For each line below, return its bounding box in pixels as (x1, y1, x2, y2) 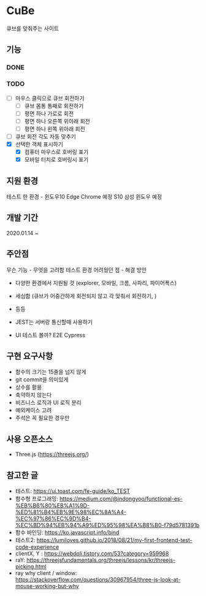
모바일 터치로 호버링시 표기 (24, 156, 89, 163)
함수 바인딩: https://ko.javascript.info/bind (15, 529, 120, 536)
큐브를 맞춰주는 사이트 (6, 25, 59, 32)
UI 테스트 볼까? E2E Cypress (15, 331, 86, 338)
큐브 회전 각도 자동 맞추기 (15, 132, 77, 140)
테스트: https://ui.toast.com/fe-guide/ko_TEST (15, 487, 131, 494)
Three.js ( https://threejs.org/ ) (15, 451, 90, 458)
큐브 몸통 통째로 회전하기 (24, 102, 84, 109)
